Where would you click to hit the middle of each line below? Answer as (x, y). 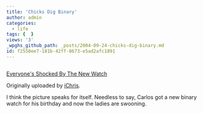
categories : (21, 23)
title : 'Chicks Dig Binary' (42, 12)
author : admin (24, 18)
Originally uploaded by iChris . (43, 85)
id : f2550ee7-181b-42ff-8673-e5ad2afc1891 (61, 51)
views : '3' (20, 40)
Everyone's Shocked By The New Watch (57, 74)
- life (20, 29)
